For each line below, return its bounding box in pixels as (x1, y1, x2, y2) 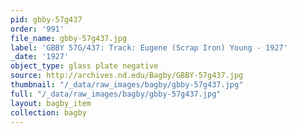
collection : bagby (10, 107, 87, 118)
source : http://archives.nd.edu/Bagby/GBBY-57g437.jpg (10, 71, 244, 81)
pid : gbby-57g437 (10, 14, 83, 25)
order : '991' (10, 24, 65, 34)
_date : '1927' (10, 52, 70, 62)
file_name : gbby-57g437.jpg (10, 33, 128, 43)
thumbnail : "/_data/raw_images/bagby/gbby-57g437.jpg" (10, 80, 244, 90)
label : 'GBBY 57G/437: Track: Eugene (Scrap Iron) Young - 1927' (10, 42, 288, 53)
